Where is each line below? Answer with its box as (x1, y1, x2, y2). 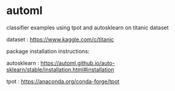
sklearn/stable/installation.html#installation (6, 65, 114, 73)
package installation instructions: (6, 47, 90, 55)
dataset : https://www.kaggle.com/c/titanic (6, 35, 114, 43)
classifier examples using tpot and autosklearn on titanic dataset (6, 24, 169, 31)
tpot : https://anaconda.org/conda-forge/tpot (6, 78, 120, 85)
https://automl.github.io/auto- (40, 59, 115, 67)
